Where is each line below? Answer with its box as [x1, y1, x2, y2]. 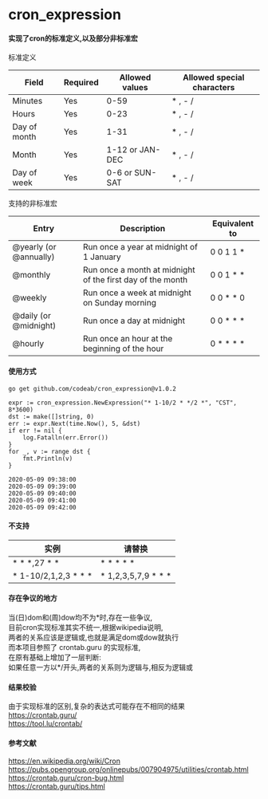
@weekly [12, 293, 47, 304]
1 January [82, 251, 121, 262]
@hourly [12, 338, 45, 349]
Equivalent [212, 218, 254, 229]
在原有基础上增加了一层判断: [8, 652, 102, 662]
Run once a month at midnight [82, 265, 195, 276]
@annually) [12, 251, 55, 262]
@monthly [12, 270, 51, 281]
